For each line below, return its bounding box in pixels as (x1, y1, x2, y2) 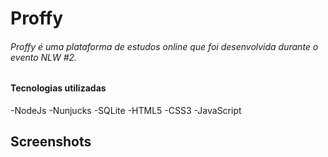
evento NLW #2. (10, 51, 78, 63)
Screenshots (10, 133, 92, 151)
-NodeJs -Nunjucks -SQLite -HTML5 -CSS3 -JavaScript (10, 105, 242, 116)
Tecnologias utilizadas (10, 82, 107, 94)
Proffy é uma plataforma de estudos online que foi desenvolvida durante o (10, 40, 319, 52)
